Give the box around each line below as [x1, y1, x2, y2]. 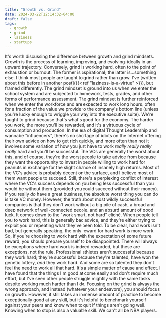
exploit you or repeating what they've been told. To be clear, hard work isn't [5, 222, 160, 228]
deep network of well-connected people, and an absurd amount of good [5, 207, 154, 212]
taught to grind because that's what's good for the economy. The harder [5, 116, 154, 122]
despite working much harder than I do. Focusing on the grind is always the [5, 281, 160, 287]
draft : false [5, 16, 32, 21]
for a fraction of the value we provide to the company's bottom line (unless [5, 106, 159, 112]
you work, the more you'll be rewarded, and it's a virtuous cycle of [5, 122, 141, 128]
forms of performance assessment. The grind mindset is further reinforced [5, 96, 158, 102]
